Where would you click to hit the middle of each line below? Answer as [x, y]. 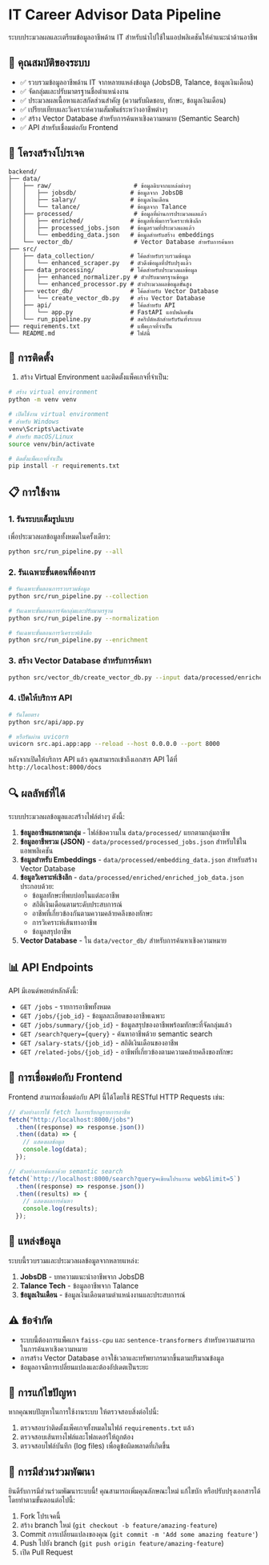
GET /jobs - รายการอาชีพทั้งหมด [65, 1006]
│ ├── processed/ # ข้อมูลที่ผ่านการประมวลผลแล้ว [107, 214]
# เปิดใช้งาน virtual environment [59, 414]
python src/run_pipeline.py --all [66, 552]
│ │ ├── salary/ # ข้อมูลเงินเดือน [89, 200]
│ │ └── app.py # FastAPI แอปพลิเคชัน [101, 312]
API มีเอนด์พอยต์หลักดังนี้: [43, 990]
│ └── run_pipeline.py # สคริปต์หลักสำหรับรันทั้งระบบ [105, 319]
